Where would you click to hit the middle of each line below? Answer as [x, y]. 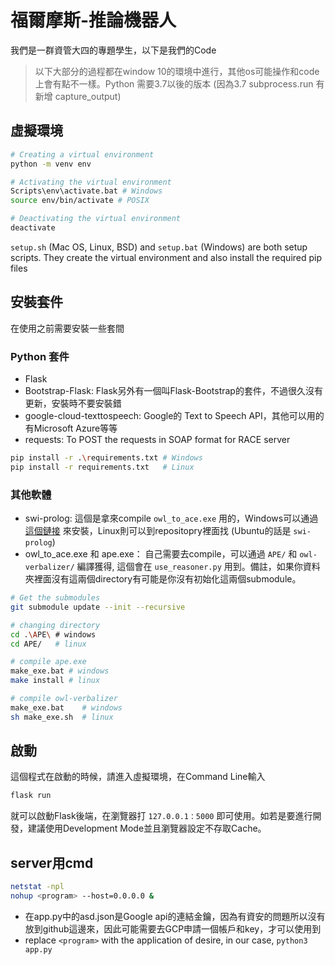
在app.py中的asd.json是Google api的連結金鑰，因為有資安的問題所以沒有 [175, 916]
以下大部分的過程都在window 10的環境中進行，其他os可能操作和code [177, 71]
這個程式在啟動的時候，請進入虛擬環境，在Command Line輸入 [138, 777]
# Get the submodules [55, 598]
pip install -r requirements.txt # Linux [102, 467]
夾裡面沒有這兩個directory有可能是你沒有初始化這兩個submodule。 [163, 579]
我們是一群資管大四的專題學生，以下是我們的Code [113, 50]
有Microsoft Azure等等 [71, 428]
